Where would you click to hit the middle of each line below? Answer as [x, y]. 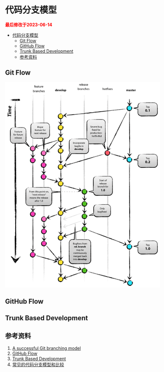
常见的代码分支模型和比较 [38, 364]
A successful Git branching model [46, 348]
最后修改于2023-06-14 [29, 25]
